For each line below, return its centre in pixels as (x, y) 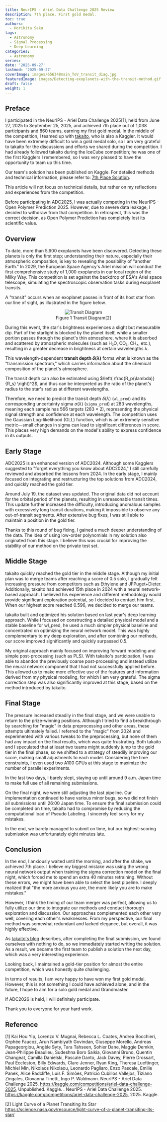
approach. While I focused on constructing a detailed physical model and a (82, 620)
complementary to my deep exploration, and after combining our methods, (82, 636)
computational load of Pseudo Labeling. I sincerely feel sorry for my (75, 813)
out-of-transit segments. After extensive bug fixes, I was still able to (75, 515)
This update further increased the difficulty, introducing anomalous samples (83, 504)
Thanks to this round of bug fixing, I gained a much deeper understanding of (83, 530)
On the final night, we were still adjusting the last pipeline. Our (69, 793)
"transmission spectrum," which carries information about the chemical (78, 364)
